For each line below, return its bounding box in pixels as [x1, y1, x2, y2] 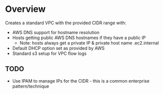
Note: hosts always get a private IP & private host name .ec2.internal [19, 40, 159, 46]
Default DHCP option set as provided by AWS [12, 45, 105, 51]
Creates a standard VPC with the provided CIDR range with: [5, 20, 126, 26]
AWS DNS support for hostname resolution [12, 29, 100, 35]
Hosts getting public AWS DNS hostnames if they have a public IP [12, 35, 146, 41]
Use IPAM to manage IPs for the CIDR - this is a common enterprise [12, 78, 150, 84]
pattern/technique [12, 83, 49, 89]
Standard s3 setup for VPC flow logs [12, 50, 87, 56]
